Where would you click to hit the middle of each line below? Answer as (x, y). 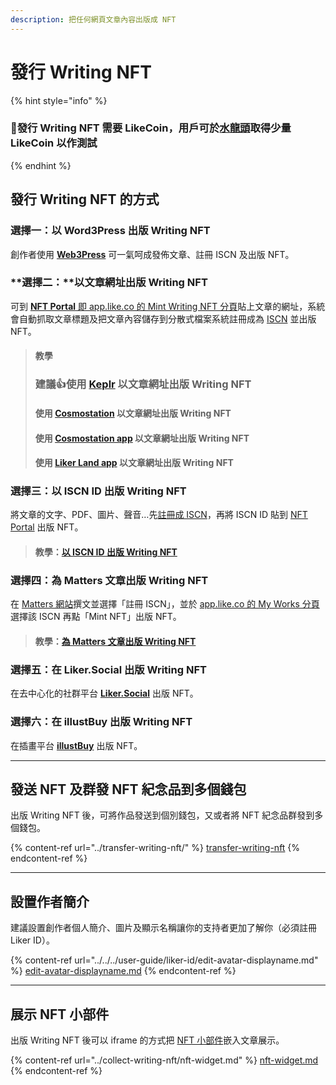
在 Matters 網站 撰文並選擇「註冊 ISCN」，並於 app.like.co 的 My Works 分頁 (165, 604)
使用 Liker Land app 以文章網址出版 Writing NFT (134, 463)
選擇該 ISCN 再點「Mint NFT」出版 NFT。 (96, 617)
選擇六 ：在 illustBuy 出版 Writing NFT (101, 722)
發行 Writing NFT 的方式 (85, 199)
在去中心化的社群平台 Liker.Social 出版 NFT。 (104, 693)
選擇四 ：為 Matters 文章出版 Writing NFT (109, 580)
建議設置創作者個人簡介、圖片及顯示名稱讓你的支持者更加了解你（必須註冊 (163, 928)
